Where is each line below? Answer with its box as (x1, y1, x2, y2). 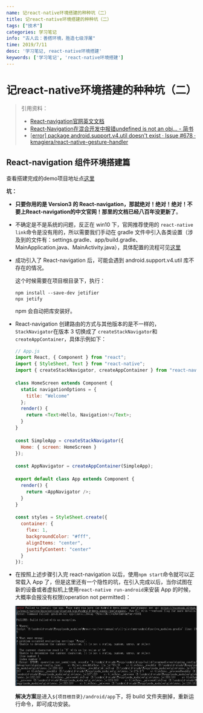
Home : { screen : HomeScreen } (21, 444, 97, 450)
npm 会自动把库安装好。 (14, 307, 76, 315)
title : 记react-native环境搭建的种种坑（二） (6, 16, 112, 22)
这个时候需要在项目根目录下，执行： (14, 276, 106, 284)
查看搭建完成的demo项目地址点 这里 (6, 175, 95, 182)
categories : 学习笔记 (6, 29, 57, 35)
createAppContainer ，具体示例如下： (14, 335, 107, 343)
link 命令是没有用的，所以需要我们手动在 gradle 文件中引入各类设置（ (14, 228, 188, 236)
